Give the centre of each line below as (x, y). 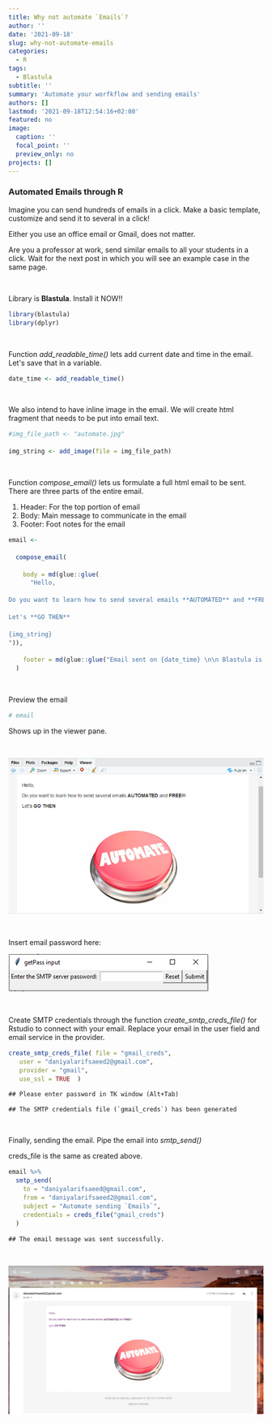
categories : (28, 52)
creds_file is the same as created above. (76, 1156)
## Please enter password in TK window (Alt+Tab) (94, 1094)
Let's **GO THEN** (39, 617)
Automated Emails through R (66, 192)
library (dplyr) (34, 323)
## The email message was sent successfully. (86, 1239)
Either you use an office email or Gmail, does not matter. (102, 234)
